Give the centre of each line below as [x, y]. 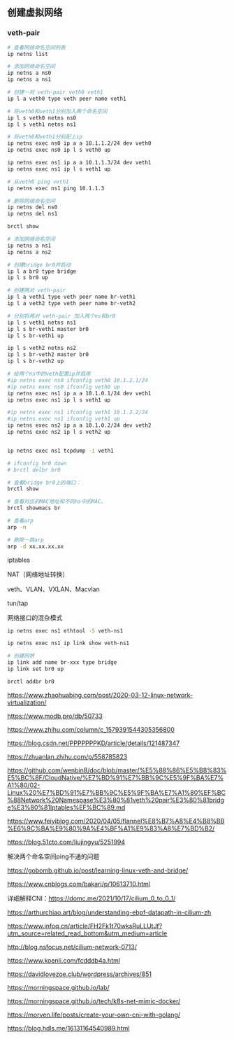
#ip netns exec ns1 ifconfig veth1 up [64, 419]
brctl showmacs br [34, 508]
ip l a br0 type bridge [42, 271]
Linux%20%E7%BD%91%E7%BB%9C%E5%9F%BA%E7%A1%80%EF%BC [116, 792]
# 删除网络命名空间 [31, 201]
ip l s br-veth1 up [36, 335]
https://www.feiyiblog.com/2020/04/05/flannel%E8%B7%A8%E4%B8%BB [116, 821]
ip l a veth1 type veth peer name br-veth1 [72, 297]
